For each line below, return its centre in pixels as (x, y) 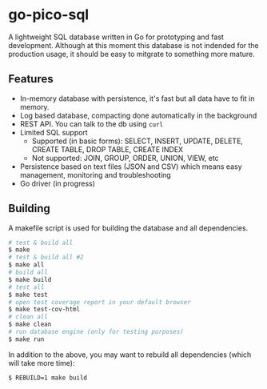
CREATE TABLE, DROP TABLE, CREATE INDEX (108, 149)
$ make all (26, 265)
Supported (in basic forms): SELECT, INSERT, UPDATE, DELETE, (137, 141)
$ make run (26, 339)
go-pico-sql (49, 15)
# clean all (28, 317)
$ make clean (30, 325)
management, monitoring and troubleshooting (96, 174)
